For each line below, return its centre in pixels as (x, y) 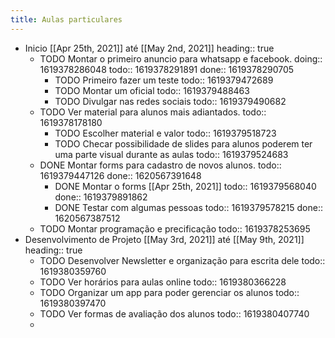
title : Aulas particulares (66, 19)
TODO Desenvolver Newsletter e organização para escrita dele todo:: (182, 260)
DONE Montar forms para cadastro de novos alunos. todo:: (160, 165)
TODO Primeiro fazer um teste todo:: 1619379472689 (164, 80)
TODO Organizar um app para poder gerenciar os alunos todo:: (169, 292)
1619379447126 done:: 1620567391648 (120, 175)
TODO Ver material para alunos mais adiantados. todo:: (153, 112)
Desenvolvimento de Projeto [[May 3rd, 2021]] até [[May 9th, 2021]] (164, 239)
